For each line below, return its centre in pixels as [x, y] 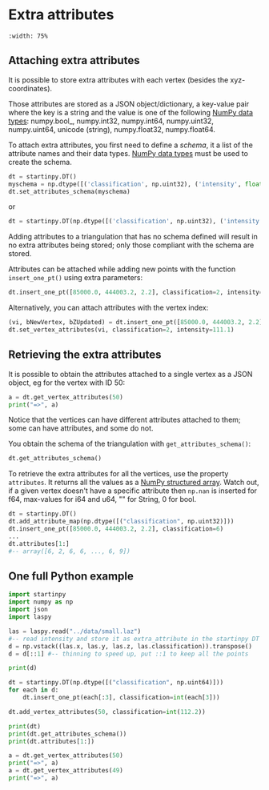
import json [28, 610]
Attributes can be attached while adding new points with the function [122, 269]
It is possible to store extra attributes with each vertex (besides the [118, 80]
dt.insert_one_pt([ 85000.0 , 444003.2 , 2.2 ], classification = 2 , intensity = [136, 293]
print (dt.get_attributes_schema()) [68, 734]
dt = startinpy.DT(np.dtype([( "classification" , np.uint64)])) [116, 683]
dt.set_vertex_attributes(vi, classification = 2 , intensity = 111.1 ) [121, 330]
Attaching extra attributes [74, 60]
